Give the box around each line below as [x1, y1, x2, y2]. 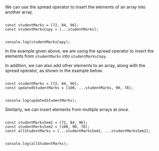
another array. [5, 9, 33, 15]
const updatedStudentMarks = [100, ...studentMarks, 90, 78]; [5, 85, 133, 90]
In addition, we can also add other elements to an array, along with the [5, 63, 145, 68]
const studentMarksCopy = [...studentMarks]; [5, 27, 98, 32]
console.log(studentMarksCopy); [5, 40, 70, 44]
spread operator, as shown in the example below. [5, 68, 103, 73]
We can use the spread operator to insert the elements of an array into [5, 4, 146, 10]
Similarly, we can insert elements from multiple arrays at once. [5, 107, 130, 112]
